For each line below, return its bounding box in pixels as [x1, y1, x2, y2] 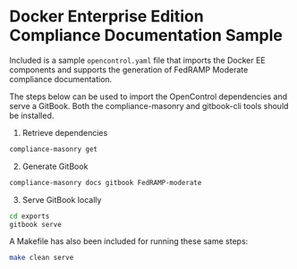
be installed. [9, 110, 55, 121]
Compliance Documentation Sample [9, 25, 284, 46]
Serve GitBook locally [21, 194, 102, 205]
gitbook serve [9, 220, 63, 229]
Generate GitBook [21, 161, 89, 172]
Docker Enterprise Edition [9, 6, 204, 27]
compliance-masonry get [9, 145, 98, 154]
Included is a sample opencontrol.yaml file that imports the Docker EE [9, 55, 266, 65]
